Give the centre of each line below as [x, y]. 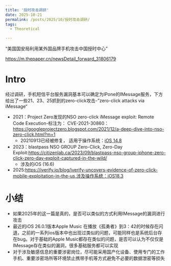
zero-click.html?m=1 [34, 135]
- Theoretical [25, 29]
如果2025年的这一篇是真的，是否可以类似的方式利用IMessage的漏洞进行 [89, 213]
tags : [11, 24]
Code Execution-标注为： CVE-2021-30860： [61, 124]
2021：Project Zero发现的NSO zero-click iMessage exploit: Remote [83, 117]
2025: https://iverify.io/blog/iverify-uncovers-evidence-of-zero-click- [85, 170]
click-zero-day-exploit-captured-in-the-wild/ [60, 158]
